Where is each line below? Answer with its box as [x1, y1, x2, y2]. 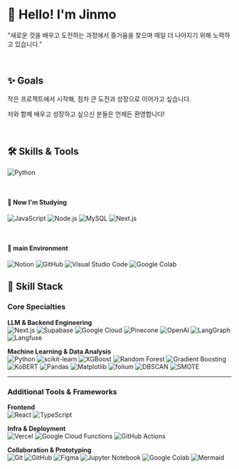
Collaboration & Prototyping [7, 445, 92, 454]
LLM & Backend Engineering [7, 318, 92, 326]
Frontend [7, 403, 36, 411]
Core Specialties [7, 302, 66, 312]
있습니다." [14, 39, 43, 48]
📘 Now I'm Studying [7, 198, 68, 207]
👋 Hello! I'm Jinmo [7, 6, 117, 23]
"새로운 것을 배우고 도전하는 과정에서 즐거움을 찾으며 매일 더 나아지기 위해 [7, 31, 212, 39]
